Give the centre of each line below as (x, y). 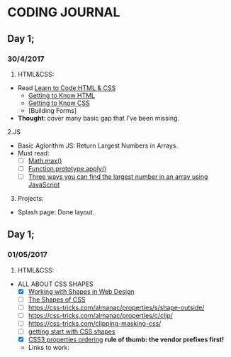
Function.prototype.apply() (67, 168)
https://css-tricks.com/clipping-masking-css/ (95, 323)
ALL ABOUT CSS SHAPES (55, 284)
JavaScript (44, 185)
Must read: (33, 153)
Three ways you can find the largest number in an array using (118, 177)
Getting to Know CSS (59, 103)
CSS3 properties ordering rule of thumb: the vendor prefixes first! (126, 340)
